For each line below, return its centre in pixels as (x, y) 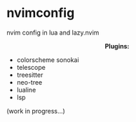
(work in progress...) (36, 111)
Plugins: (117, 46)
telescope (31, 67)
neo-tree (29, 82)
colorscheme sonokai (48, 60)
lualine (26, 90)
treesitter (30, 75)
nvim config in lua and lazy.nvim (53, 32)
